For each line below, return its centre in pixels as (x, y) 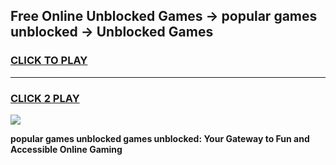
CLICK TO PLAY (49, 61)
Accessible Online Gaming (66, 149)
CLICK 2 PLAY (45, 98)
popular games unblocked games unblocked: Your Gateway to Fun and (160, 138)
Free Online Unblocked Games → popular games (164, 16)
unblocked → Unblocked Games (112, 32)
